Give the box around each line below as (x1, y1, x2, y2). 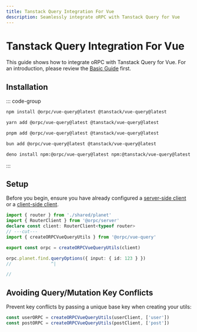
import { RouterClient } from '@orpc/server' (6, 218, 119, 224)
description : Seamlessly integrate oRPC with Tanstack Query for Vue (6, 14, 181, 20)
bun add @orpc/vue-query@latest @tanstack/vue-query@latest (6, 140, 157, 147)
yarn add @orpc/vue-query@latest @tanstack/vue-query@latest (6, 120, 159, 126)
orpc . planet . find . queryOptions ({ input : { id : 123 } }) (6, 255, 146, 261)
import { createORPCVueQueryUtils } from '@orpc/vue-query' (6, 234, 157, 240)
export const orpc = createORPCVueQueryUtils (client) (6, 244, 141, 250)
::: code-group (6, 98, 41, 105)
